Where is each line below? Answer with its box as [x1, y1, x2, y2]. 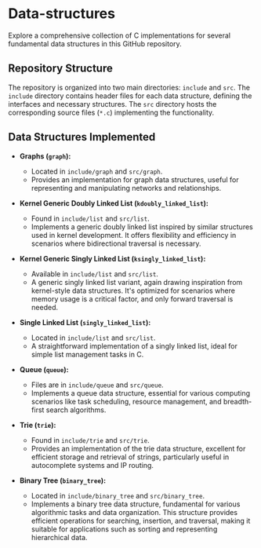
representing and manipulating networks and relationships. [31, 183, 222, 192]
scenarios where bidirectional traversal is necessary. [31, 239, 201, 248]
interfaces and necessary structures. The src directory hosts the [8, 99, 217, 108]
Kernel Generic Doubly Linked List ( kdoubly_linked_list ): [19, 198, 209, 208]
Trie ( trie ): [19, 420, 56, 429]
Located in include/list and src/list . [31, 333, 156, 342]
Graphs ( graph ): [19, 151, 71, 161]
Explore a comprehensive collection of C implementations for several [8, 31, 231, 40]
